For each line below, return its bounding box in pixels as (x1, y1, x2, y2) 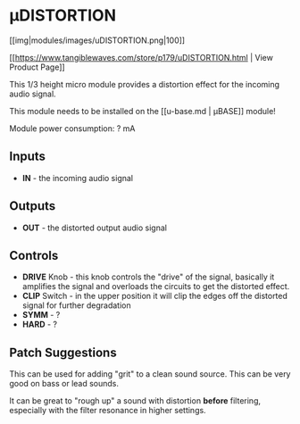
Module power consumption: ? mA (9, 122, 136, 134)
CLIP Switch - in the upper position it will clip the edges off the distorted (21, 291, 288, 302)
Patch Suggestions (9, 345, 118, 360)
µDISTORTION (9, 5, 117, 26)
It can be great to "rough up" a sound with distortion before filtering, (9, 395, 262, 406)
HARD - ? (21, 319, 58, 330)
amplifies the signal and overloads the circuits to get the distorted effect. (21, 281, 290, 292)
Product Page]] (9, 62, 65, 72)
